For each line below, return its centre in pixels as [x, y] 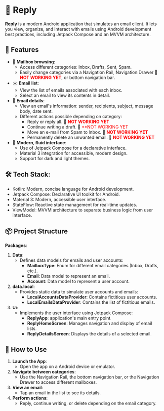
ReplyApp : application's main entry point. [69, 318]
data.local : [23, 287]
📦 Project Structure [37, 231]
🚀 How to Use [26, 349]
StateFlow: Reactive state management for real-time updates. [75, 205]
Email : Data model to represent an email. [68, 276]
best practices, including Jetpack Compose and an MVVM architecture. [78, 34]
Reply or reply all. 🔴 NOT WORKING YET [68, 122]
